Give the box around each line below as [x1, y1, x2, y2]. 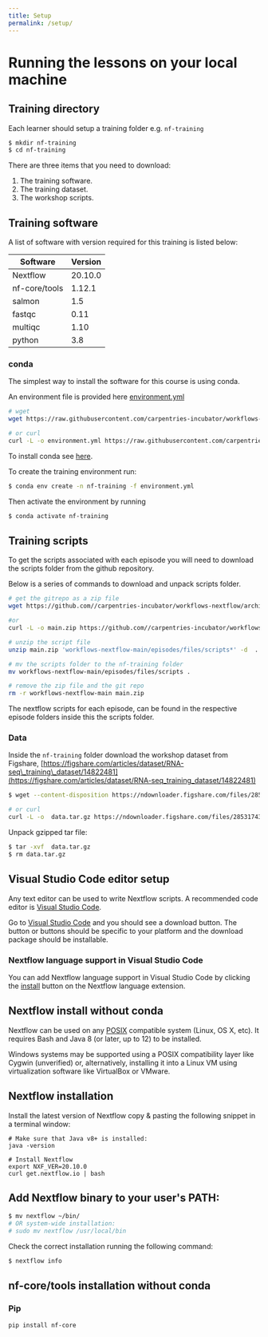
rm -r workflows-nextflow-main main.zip [8, 690, 145, 698]
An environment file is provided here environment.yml [8, 392, 185, 401]
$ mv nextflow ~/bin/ [8, 1212, 81, 1220]
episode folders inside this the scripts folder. [8, 712, 155, 722]
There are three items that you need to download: [8, 160, 171, 170]
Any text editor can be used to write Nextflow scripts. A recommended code [8, 893, 258, 903]
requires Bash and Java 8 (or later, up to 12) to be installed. [8, 1034, 202, 1043]
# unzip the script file [8, 638, 91, 647]
